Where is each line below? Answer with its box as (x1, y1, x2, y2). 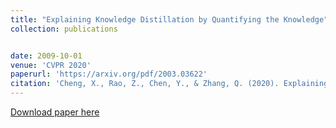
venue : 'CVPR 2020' (10, 60, 92, 70)
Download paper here (10, 106, 100, 118)
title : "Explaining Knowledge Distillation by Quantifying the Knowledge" (10, 14, 329, 25)
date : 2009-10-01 (10, 51, 83, 61)
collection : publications (10, 24, 118, 34)
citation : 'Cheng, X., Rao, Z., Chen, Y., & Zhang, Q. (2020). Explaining (10, 79, 329, 89)
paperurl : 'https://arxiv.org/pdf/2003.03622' (10, 69, 208, 80)
